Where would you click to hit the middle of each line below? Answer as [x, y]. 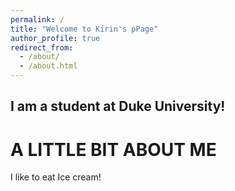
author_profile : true [55, 38]
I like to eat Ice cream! [56, 177]
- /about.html [48, 66]
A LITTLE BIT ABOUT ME [113, 149]
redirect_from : [42, 47]
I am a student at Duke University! [118, 106]
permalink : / [37, 19]
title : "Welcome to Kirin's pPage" [84, 29]
